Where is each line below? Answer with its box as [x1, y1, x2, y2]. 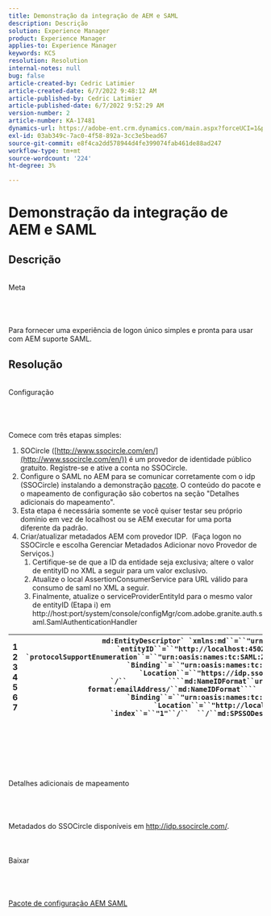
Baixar [8, 856, 30, 865]
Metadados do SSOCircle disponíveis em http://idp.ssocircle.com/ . [8, 821, 230, 831]
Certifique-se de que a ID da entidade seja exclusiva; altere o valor [31, 557, 254, 567]
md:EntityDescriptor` [102, 636, 186, 645]
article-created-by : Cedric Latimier [8, 79, 135, 87]
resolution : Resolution [8, 57, 89, 65]
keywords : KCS [8, 49, 56, 57]
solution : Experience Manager [8, 27, 110, 35]
